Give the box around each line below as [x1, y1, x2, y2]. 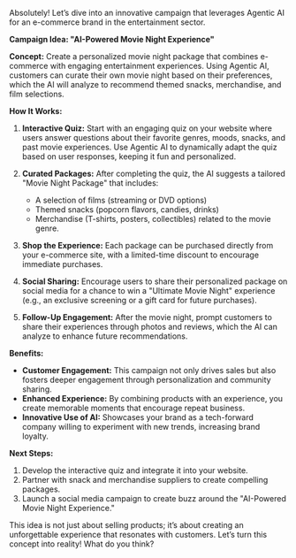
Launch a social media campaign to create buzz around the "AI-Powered [21, 493, 287, 503]
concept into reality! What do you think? [9, 539, 155, 549]
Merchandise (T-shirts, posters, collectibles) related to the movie [34, 214, 271, 224]
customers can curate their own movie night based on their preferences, [9, 70, 273, 80]
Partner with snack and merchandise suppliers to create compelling [21, 475, 269, 485]
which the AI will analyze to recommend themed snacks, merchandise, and [9, 80, 282, 89]
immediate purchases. [21, 259, 103, 269]
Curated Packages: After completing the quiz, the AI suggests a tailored [21, 168, 285, 179]
